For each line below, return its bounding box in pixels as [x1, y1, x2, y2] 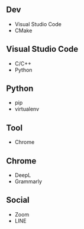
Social [6, 195, 30, 205]
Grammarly [14, 178, 43, 185]
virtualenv [14, 105, 40, 112]
